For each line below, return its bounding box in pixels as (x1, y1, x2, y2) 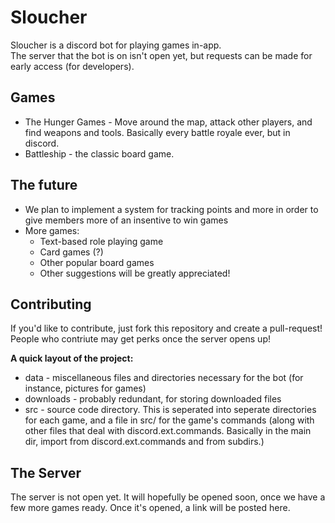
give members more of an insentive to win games (24, 214, 229, 226)
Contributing (10, 296, 92, 313)
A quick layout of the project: (10, 352, 134, 365)
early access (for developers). (10, 60, 135, 72)
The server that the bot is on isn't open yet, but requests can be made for (10, 49, 313, 61)
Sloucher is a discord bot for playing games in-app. (10, 39, 222, 51)
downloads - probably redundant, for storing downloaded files (24, 393, 282, 405)
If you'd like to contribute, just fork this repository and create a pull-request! (10, 322, 323, 335)
